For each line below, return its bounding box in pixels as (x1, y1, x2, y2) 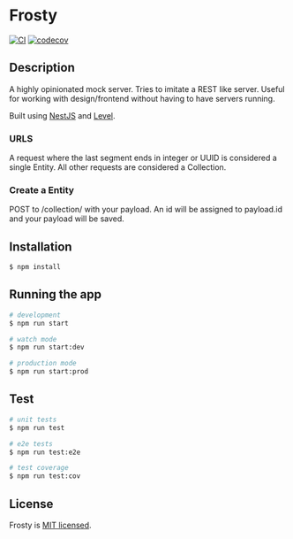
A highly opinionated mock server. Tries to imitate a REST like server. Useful (9, 83, 285, 94)
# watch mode (9, 335, 57, 343)
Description (9, 60, 75, 75)
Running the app (9, 287, 101, 302)
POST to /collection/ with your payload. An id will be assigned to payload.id (9, 204, 283, 215)
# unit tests (9, 415, 57, 424)
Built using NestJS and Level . (9, 110, 116, 120)
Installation (9, 239, 72, 254)
